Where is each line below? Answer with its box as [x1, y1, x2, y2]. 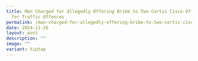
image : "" [6, 41, 31, 47]
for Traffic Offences [11, 14, 65, 20]
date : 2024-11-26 [6, 24, 49, 31]
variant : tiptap [6, 46, 46, 52]
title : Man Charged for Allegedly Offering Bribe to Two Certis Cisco [6, 8, 183, 15]
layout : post [6, 30, 38, 36]
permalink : [6, 19, 33, 25]
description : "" [6, 35, 46, 41]
